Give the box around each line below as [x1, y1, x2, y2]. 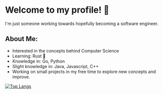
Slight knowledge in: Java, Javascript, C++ [12, 63, 99, 69]
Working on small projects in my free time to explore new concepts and [12, 69, 156, 74]
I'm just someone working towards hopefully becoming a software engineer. [5, 21, 159, 26]
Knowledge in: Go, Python [12, 58, 65, 64]
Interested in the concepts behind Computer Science [12, 47, 119, 53]
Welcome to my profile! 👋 [5, 4, 110, 16]
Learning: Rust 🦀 [12, 53, 46, 59]
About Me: [5, 35, 38, 43]
